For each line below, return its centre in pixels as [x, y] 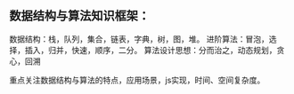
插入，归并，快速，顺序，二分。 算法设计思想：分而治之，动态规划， [151, 50]
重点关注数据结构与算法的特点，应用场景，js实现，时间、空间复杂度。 [137, 80]
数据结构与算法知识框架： [79, 16]
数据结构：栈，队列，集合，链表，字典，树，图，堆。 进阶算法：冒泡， [139, 39]
